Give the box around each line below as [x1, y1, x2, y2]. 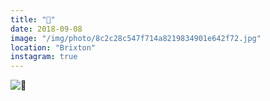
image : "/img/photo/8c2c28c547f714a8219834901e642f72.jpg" [10, 33, 262, 43]
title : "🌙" [10, 14, 56, 25]
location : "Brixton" [10, 42, 97, 53]
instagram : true [10, 52, 78, 62]
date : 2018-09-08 [10, 24, 83, 34]
